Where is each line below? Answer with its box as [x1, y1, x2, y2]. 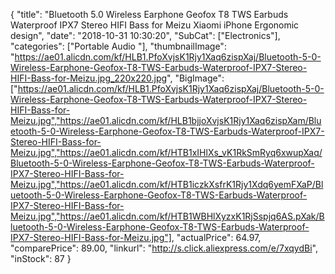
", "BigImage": [166, 72, 225, 84]
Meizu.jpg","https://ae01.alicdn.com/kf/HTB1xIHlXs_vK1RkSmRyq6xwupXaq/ [10, 147, 323, 158]
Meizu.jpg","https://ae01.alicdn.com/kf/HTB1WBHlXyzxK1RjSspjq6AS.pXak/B [10, 210, 325, 222]
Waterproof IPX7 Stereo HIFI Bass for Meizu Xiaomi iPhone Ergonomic [10, 19, 300, 31]
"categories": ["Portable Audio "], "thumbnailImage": [10, 40, 227, 52]
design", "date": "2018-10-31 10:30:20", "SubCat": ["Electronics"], [10, 30, 281, 41]
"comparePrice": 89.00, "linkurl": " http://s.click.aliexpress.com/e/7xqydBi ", [10, 242, 318, 254]
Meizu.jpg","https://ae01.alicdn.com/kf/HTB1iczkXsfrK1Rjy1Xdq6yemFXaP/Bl [10, 179, 324, 190]
